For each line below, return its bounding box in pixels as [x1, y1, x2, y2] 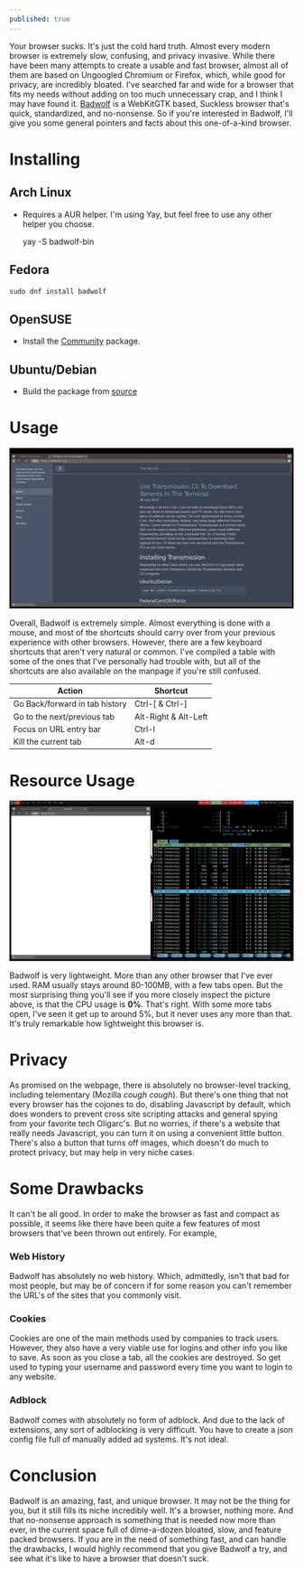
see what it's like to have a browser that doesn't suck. [9, 1553, 209, 1564]
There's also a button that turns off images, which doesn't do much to [9, 1137, 269, 1148]
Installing [9, 149, 81, 169]
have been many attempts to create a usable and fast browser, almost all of [9, 60, 289, 71]
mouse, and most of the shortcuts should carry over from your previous [9, 626, 276, 637]
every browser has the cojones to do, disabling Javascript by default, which [9, 1098, 291, 1109]
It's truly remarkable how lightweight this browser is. [9, 1018, 205, 1029]
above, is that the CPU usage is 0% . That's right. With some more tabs [9, 999, 272, 1010]
